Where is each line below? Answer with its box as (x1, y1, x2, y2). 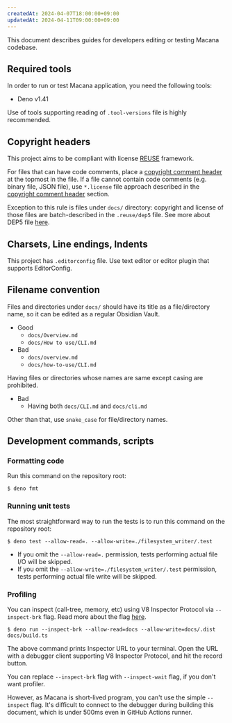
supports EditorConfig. (7, 264, 73, 272)
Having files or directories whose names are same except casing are (7, 373, 204, 382)
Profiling (7, 589, 37, 599)
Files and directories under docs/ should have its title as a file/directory (7, 303, 210, 311)
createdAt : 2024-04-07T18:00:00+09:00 (7, 10, 119, 17)
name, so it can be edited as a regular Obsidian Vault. (7, 309, 160, 318)
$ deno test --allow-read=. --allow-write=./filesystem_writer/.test (7, 538, 213, 545)
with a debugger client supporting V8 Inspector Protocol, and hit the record (7, 652, 223, 660)
